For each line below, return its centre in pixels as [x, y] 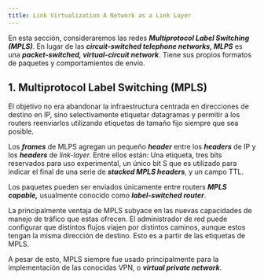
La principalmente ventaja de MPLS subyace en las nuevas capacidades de [130, 211]
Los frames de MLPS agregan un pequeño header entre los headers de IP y [132, 147]
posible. [21, 131]
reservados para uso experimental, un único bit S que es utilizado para [123, 164]
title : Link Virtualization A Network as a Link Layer [100, 15]
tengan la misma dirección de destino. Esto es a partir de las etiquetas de [127, 236]
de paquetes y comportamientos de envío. [77, 63]
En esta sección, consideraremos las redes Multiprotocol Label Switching [129, 38]
